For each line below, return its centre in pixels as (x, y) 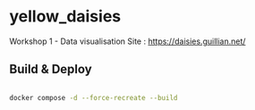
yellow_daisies (65, 17)
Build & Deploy (51, 69)
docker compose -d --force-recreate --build (93, 97)
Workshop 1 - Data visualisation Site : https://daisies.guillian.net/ (127, 41)
